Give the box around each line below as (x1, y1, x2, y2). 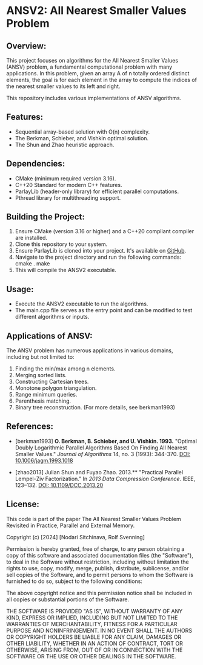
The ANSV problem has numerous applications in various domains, (6, 347, 173, 354)
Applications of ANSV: (6, 330, 93, 341)
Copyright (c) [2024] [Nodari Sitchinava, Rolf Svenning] (6, 533, 145, 541)
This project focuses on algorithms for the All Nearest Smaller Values (6, 57, 179, 64)
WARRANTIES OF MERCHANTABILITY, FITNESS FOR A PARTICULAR (6, 620, 178, 627)
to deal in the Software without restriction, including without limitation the (6, 558, 189, 565)
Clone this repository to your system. (15, 240, 108, 248)
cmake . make (15, 260, 50, 267)
